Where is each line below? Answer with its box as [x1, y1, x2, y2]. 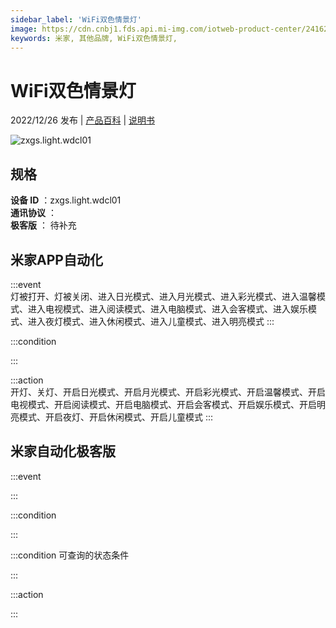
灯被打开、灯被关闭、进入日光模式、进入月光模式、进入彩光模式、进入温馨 [10, 290, 317, 302]
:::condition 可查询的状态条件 [10, 549, 130, 561]
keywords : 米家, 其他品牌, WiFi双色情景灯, [10, 33, 178, 43]
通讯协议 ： [10, 207, 57, 219]
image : [10, 24, 38, 34]
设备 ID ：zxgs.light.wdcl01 [10, 194, 122, 206]
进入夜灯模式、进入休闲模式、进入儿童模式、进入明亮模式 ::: [27, 315, 275, 327]
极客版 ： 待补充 [10, 219, 77, 231]
